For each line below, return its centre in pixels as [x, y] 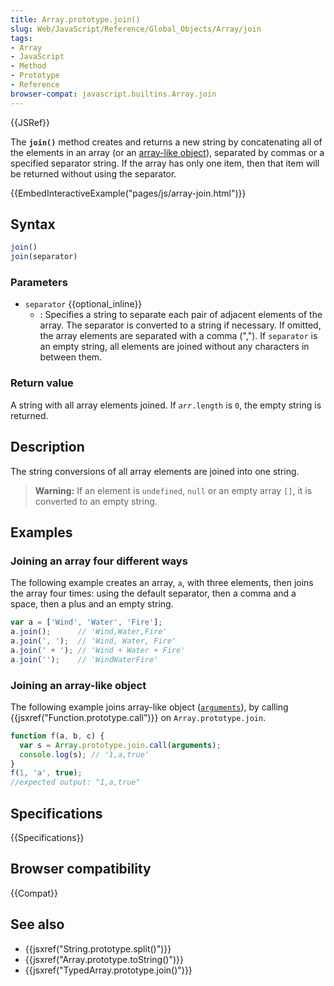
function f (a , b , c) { [57, 736]
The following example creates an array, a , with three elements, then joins [162, 583]
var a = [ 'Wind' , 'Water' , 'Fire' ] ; [86, 622]
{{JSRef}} [30, 122]
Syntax [33, 224]
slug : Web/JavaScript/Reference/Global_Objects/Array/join [136, 29]
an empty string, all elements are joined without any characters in [174, 347]
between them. [71, 357]
